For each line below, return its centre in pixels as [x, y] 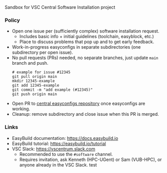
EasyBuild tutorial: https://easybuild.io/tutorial [59, 143]
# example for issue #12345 [41, 72]
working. [21, 109]
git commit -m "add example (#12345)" [52, 90]
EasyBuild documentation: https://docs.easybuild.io [65, 138]
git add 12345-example [35, 85]
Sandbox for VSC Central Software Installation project [60, 7]
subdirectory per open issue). [42, 53]
